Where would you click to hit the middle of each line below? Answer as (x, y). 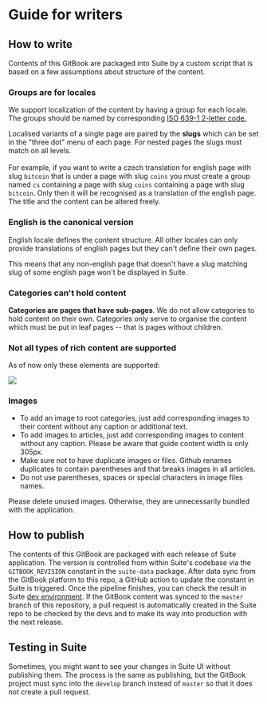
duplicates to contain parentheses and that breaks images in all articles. (138, 469)
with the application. (42, 510)
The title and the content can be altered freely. (84, 202)
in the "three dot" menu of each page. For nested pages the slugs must (125, 142)
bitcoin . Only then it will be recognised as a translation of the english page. (132, 193)
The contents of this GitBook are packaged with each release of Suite (122, 554)
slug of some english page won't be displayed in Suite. (98, 272)
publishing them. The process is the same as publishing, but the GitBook (127, 675)
